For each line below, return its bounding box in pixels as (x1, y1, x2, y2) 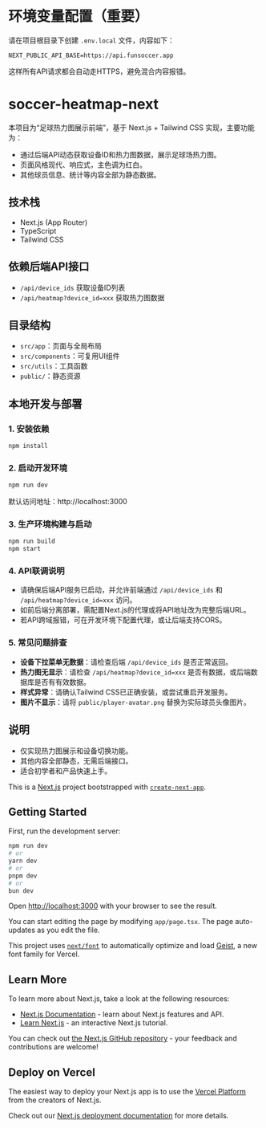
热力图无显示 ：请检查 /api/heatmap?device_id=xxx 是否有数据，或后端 (19, 667, 251, 677)
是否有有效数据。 (34, 677, 91, 686)
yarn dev (8, 857, 38, 865)
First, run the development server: (8, 826, 121, 836)
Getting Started (8, 804, 87, 819)
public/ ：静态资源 (19, 371, 81, 381)
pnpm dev (8, 872, 38, 880)
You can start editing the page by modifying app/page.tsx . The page (8, 917, 234, 926)
